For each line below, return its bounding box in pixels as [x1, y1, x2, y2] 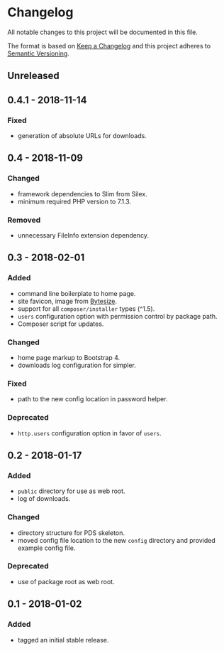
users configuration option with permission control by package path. [17, 312, 218, 320]
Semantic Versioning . [7, 49, 69, 58]
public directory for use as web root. [17, 487, 125, 495]
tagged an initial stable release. [17, 635, 109, 644]
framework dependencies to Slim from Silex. [17, 189, 147, 198]
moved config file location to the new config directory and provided [17, 536, 216, 544]
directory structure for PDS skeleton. [17, 528, 125, 537]
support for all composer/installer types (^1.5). [17, 304, 155, 313]
